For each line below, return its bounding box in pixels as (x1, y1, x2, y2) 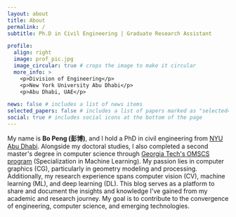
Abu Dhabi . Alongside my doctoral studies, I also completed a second (7, 142, 209, 150)
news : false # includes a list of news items (7, 101, 143, 108)
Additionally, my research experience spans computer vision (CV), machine (7, 171, 226, 180)
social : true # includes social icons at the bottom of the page (7, 114, 202, 121)
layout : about (7, 10, 49, 18)
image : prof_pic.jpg (13, 55, 74, 63)
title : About (7, 17, 46, 24)
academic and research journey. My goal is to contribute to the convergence (7, 194, 229, 202)
